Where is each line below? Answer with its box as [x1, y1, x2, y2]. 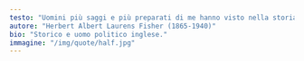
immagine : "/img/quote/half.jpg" [9, 38, 136, 48]
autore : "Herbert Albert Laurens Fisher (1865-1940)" [9, 22, 217, 30]
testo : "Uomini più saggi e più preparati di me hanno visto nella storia [9, 13, 298, 22]
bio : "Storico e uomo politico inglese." [9, 30, 168, 39]
